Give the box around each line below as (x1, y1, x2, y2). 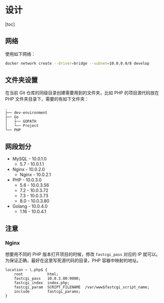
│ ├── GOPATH (5, 119, 37, 124)
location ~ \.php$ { (5, 267, 48, 272)
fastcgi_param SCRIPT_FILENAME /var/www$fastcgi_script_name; (14, 285, 150, 290)
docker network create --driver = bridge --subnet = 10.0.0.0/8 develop (5, 61, 150, 66)
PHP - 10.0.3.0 (12, 177, 42, 183)
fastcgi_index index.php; (14, 280, 70, 285)
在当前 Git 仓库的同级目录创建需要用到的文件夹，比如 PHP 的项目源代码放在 (5, 90, 160, 96)
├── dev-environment (5, 110, 48, 116)
